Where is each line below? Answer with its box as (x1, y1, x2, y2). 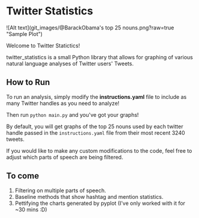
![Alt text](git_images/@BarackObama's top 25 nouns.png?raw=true (6, 24, 174, 31)
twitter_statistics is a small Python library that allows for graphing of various (6, 53, 194, 60)
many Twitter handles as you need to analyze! (6, 99, 120, 107)
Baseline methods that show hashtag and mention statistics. (14, 193, 164, 200)
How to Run (6, 77, 50, 87)
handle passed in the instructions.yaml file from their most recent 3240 (6, 129, 185, 136)
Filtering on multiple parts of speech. (14, 187, 106, 194)
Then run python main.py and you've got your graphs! (6, 111, 139, 118)
